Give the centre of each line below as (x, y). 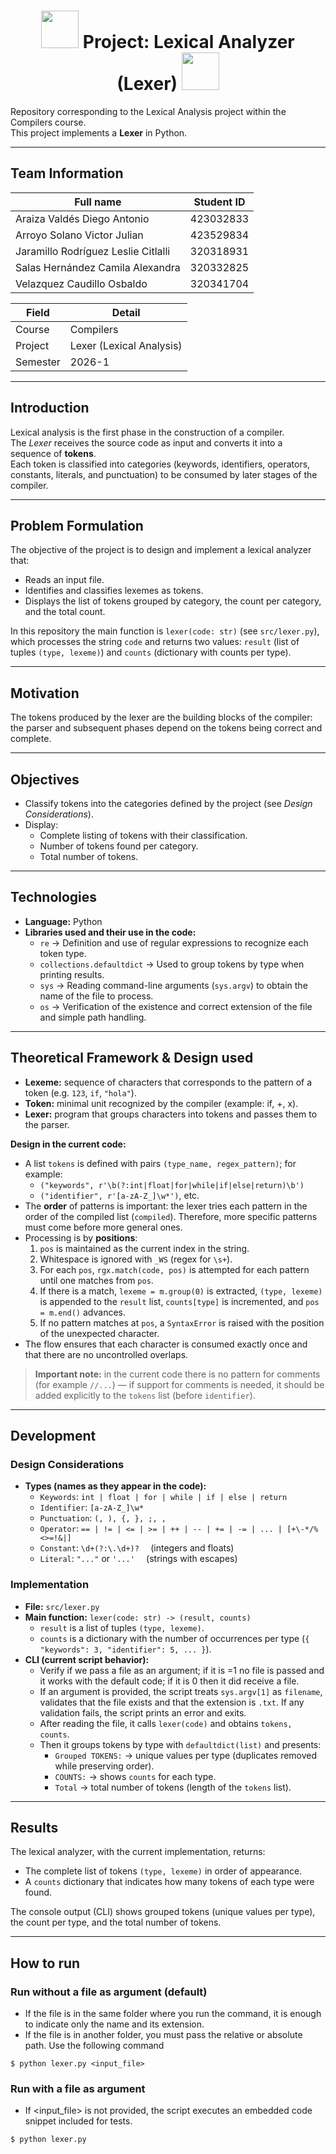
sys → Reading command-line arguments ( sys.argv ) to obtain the (173, 985)
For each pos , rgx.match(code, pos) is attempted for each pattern (174, 1269)
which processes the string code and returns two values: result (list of (155, 642)
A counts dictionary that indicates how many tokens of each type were (169, 1882)
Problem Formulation (77, 525)
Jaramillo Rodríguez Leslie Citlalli (93, 251)
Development (53, 1436)
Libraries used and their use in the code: (110, 932)
